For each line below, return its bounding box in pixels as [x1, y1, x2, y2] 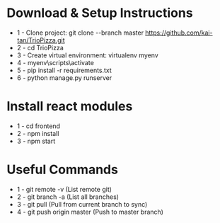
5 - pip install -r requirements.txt [16, 66, 112, 74]
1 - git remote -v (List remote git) [16, 185, 112, 193]
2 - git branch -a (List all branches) [16, 193, 120, 201]
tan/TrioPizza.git [16, 35, 65, 44]
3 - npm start [16, 137, 56, 145]
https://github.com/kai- [145, 28, 213, 37]
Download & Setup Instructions [6, 5, 193, 21]
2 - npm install [16, 129, 59, 137]
